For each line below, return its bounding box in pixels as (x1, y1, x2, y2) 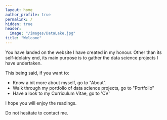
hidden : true (5, 21, 33, 27)
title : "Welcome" (5, 36, 42, 41)
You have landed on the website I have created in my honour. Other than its (5, 49, 162, 55)
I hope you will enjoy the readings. (5, 100, 77, 106)
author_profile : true (5, 12, 51, 17)
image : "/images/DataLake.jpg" (10, 31, 76, 36)
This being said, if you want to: (5, 70, 69, 76)
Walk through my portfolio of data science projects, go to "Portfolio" (12, 85, 154, 91)
